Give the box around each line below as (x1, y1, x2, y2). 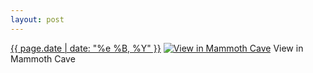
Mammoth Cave (10, 52, 76, 65)
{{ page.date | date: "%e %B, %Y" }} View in (10, 42, 304, 54)
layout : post (10, 14, 65, 25)
